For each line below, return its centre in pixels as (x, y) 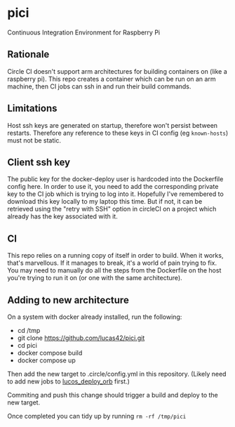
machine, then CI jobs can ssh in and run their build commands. (99, 86)
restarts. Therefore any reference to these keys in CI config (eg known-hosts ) (118, 133)
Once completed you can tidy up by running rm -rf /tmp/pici (97, 416)
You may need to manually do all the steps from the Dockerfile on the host (114, 270)
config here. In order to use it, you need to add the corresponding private (113, 187)
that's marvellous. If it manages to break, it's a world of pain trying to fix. (112, 263)
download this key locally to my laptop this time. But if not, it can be (105, 202)
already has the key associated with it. (62, 216)
